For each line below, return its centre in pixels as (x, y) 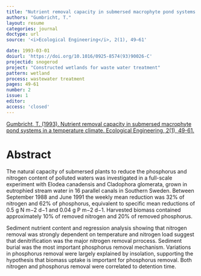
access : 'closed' (28, 107)
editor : (16, 101)
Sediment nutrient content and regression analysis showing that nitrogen (97, 228)
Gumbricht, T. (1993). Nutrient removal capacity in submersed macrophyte (99, 124)
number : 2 (19, 90)
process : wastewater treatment (46, 79)
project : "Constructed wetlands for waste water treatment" (84, 67)
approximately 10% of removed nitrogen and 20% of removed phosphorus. (100, 216)
